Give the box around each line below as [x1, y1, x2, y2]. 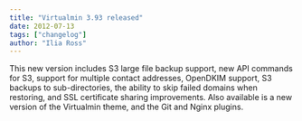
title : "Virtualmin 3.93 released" [9, 13, 144, 23]
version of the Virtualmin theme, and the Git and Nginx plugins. [9, 101, 244, 113]
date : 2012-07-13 [9, 22, 75, 31]
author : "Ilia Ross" [9, 38, 88, 48]
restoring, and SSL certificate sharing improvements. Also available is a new [9, 92, 292, 103]
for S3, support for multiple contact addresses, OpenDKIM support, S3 [9, 73, 273, 84]
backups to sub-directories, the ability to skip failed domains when [9, 82, 258, 93]
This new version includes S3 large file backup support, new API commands [9, 63, 294, 74]
